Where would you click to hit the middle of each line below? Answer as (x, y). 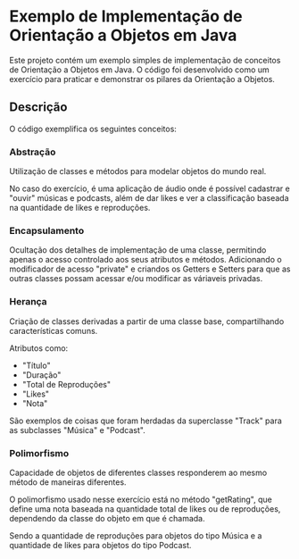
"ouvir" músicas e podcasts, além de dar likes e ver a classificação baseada (149, 198)
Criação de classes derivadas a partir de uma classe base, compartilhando (147, 321)
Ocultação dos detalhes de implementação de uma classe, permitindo (138, 250)
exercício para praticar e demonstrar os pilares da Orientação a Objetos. (142, 79)
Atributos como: (39, 348)
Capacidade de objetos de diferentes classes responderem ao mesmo (138, 472)
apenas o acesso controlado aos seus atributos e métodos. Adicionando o (146, 260)
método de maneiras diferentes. (68, 482)
